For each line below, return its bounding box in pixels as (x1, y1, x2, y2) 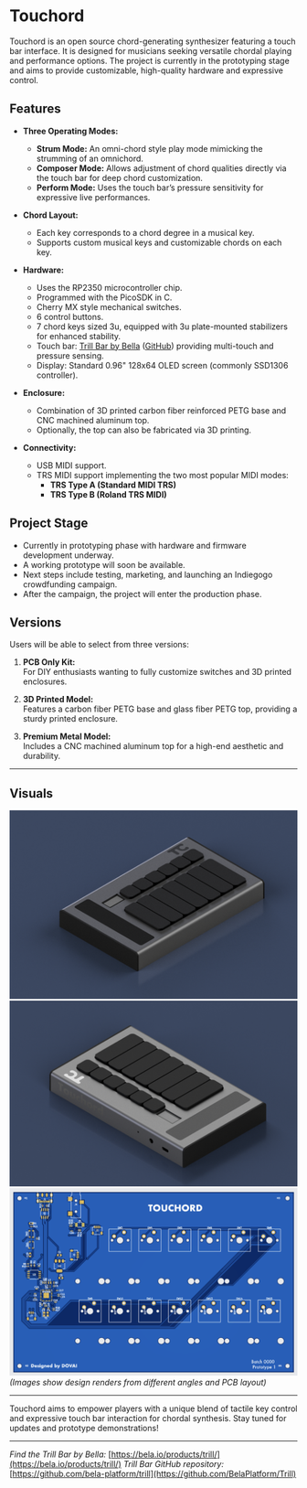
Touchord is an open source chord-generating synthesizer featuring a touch (9, 36, 296, 47)
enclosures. (22, 676, 68, 687)
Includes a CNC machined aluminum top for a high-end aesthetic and (22, 741, 284, 752)
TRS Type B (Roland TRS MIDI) (49, 488, 167, 499)
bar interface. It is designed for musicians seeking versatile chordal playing (9, 45, 292, 56)
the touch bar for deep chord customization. (36, 172, 204, 183)
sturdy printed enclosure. (22, 713, 119, 724)
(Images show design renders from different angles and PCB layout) (9, 1377, 267, 1388)
